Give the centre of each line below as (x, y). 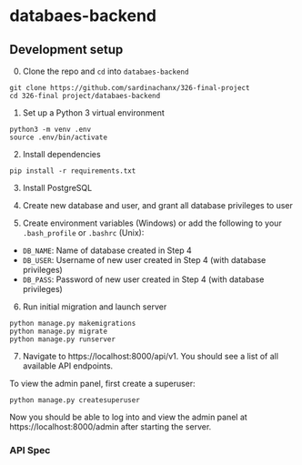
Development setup (66, 50)
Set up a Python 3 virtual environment (94, 113)
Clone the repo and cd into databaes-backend (106, 71)
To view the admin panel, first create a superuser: (102, 384)
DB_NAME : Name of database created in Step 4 (107, 250)
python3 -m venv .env (50, 129)
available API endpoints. (68, 366)
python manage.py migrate (58, 331)
